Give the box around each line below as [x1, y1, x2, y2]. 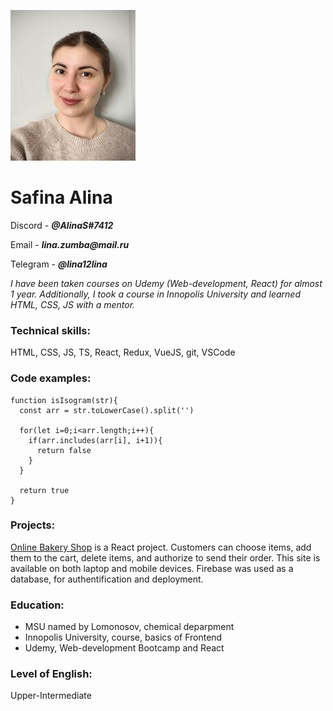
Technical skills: [10, 323, 91, 337]
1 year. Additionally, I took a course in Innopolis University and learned [10, 288, 301, 300]
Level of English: [10, 667, 93, 681]
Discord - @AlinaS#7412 [10, 219, 114, 231]
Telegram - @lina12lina [10, 258, 108, 270]
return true [19, 485, 70, 495]
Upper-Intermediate [10, 690, 92, 702]
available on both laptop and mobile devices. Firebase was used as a [10, 562, 294, 574]
